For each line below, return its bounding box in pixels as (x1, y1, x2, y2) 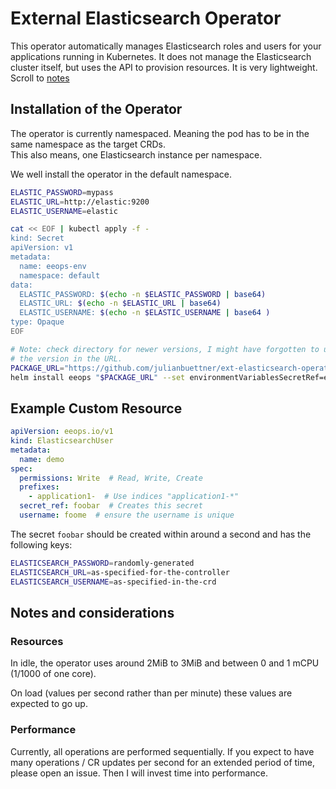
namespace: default (19, 270, 101, 281)
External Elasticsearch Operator (10, 7, 282, 30)
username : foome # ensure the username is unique (19, 510, 235, 521)
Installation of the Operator (10, 101, 183, 118)
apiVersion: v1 (10, 243, 74, 253)
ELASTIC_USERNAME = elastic (10, 206, 118, 216)
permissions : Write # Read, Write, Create (19, 473, 203, 483)
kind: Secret (10, 233, 65, 244)
